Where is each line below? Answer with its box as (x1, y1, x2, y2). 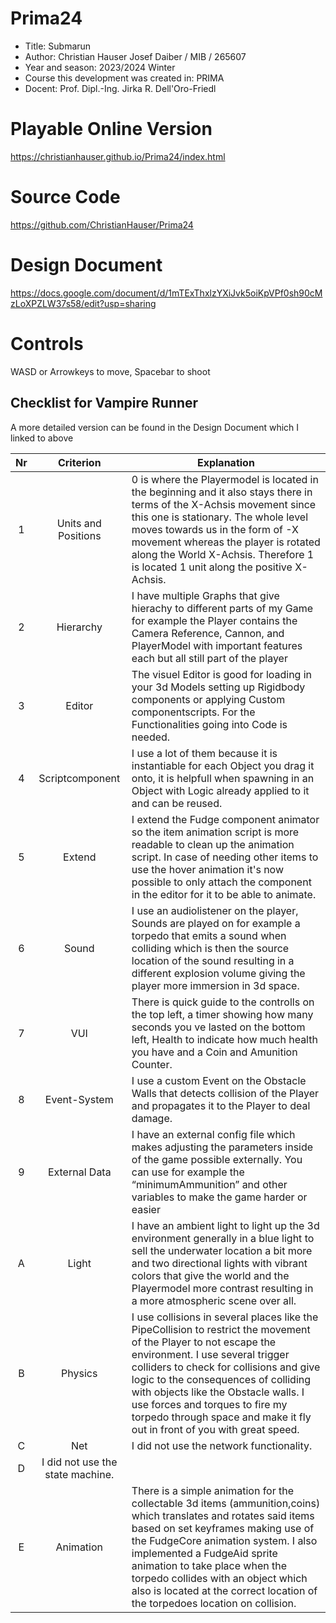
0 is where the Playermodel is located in (131, 472, 319, 486)
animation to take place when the (131, 1558, 287, 1572)
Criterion (57, 455, 102, 469)
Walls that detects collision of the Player (131, 1086, 319, 1100)
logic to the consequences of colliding (131, 1372, 312, 1386)
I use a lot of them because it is (131, 746, 278, 760)
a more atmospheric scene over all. (131, 1293, 297, 1307)
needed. (131, 730, 171, 744)
